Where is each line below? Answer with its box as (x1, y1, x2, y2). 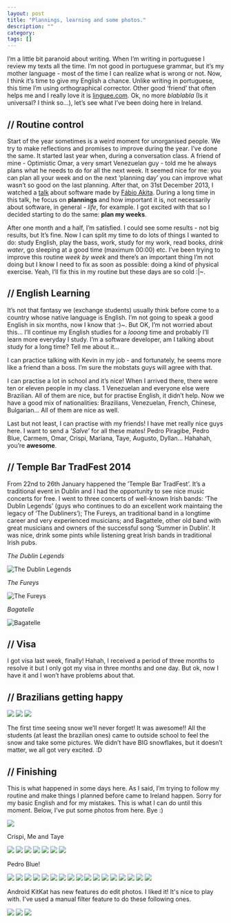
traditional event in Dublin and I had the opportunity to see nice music (7, 487, 205, 495)
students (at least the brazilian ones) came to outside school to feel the (7, 731, 209, 740)
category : (7, 29, 36, 37)
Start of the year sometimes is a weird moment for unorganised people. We (7, 137, 221, 145)
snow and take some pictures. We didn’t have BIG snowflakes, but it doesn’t (7, 739, 223, 747)
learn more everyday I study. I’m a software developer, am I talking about (7, 335, 214, 344)
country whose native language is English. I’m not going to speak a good (7, 313, 214, 321)
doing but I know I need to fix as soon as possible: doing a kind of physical (7, 260, 219, 268)
